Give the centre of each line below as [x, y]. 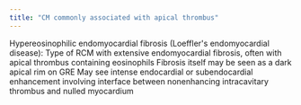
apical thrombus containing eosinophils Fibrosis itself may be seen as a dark [150, 62]
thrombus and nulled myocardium [71, 91]
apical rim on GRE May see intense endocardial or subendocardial [131, 72]
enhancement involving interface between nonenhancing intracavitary [139, 81]
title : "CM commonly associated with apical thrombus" [114, 17]
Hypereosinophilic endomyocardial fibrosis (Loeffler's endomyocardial [139, 43]
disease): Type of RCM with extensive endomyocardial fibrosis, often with [146, 52]
